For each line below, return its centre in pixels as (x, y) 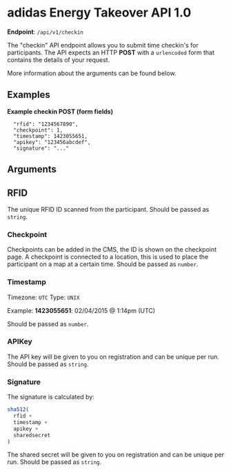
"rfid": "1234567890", (46, 124)
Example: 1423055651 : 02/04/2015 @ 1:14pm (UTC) (81, 310)
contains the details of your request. (59, 59)
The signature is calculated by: (51, 397)
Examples (29, 95)
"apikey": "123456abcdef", (52, 142)
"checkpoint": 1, (38, 130)
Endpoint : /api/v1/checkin (46, 32)
